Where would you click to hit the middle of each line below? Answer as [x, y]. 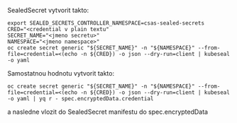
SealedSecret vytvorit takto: [48, 10]
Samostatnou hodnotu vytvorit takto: [61, 73]
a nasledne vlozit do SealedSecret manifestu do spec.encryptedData [108, 112]
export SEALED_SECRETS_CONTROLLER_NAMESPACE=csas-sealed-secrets [106, 23]
